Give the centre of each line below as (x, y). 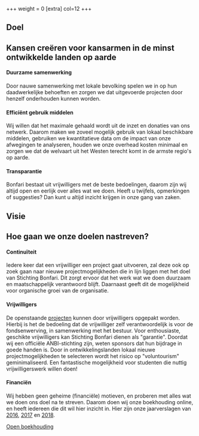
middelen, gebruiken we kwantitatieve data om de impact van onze (89, 139)
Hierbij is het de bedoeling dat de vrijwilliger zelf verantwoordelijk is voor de (99, 324)
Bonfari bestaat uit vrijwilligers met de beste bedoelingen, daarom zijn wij (97, 185)
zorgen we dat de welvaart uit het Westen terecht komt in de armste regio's (99, 151)
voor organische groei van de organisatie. (57, 291)
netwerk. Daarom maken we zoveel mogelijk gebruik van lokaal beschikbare (99, 132)
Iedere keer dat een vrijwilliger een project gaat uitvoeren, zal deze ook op (98, 265)
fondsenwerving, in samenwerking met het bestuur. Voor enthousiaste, (94, 330)
